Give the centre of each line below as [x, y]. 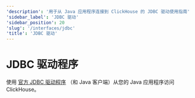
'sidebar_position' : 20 [36, 22]
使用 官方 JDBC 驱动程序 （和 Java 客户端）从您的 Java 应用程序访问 [90, 82]
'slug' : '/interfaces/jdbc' [41, 28]
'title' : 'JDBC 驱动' [32, 34]
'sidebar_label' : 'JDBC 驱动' [42, 17]
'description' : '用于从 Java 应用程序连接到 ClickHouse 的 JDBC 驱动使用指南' [98, 12]
